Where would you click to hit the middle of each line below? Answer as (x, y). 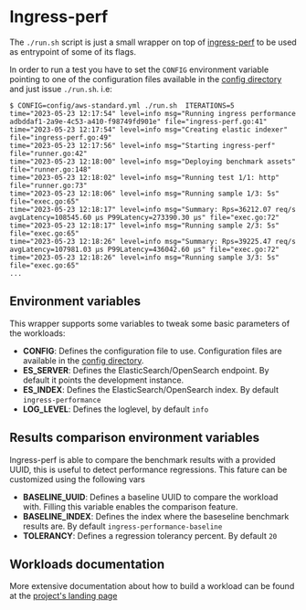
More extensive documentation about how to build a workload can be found (152, 586)
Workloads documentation (87, 564)
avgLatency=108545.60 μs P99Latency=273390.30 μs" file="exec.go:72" (145, 217)
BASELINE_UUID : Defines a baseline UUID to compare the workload (150, 497)
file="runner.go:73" (49, 185)
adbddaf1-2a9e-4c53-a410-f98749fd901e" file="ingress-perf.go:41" (138, 121)
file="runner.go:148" (51, 169)
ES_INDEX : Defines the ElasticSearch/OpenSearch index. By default (150, 389)
